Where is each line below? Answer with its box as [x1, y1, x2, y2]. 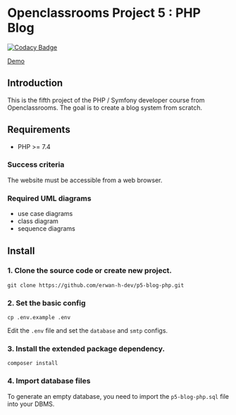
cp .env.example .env [7, 314, 71, 321]
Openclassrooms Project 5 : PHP [7, 5, 201, 21]
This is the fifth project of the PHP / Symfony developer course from [7, 96, 205, 104]
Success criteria [7, 160, 65, 170]
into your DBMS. [7, 400, 55, 408]
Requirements [7, 124, 70, 136]
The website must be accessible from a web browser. [7, 176, 163, 184]
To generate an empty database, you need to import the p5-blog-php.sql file [7, 392, 230, 400]
